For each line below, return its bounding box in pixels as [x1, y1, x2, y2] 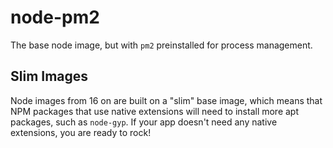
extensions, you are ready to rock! [10, 126, 152, 138]
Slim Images [10, 68, 89, 85]
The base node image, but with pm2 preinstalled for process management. [10, 39, 313, 51]
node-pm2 [10, 6, 100, 29]
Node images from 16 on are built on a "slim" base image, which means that [10, 94, 323, 106]
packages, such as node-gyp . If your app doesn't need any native [10, 116, 278, 128]
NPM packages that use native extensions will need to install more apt [10, 105, 300, 117]
